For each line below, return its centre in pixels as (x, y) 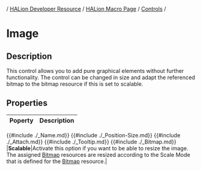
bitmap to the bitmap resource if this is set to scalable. (75, 84)
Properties (27, 103)
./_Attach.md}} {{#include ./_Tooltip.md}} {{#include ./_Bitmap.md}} (91, 142)
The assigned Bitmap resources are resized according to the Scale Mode (98, 154)
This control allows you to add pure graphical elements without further (95, 71)
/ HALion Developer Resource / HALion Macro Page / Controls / (86, 9)
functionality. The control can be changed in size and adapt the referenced (101, 77)
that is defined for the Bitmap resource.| (57, 161)
